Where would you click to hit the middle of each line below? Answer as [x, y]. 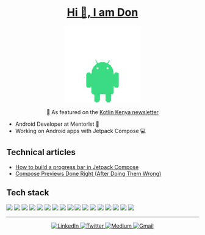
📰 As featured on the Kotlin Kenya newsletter [103, 112]
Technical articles [41, 152]
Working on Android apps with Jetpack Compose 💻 [81, 131]
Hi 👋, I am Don [103, 13]
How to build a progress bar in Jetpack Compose [77, 167]
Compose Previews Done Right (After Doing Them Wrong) [88, 173]
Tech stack [28, 193]
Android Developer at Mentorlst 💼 [57, 124]
